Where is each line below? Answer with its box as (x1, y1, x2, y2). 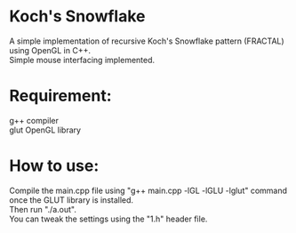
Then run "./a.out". (9, 204, 77, 214)
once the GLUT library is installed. (9, 194, 134, 205)
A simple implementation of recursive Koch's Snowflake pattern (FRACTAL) (9, 36, 284, 46)
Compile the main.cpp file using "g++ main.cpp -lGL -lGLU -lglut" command (9, 185, 287, 196)
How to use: (9, 156, 100, 176)
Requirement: (9, 86, 113, 106)
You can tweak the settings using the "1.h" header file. (9, 213, 208, 224)
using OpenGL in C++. (9, 44, 92, 55)
